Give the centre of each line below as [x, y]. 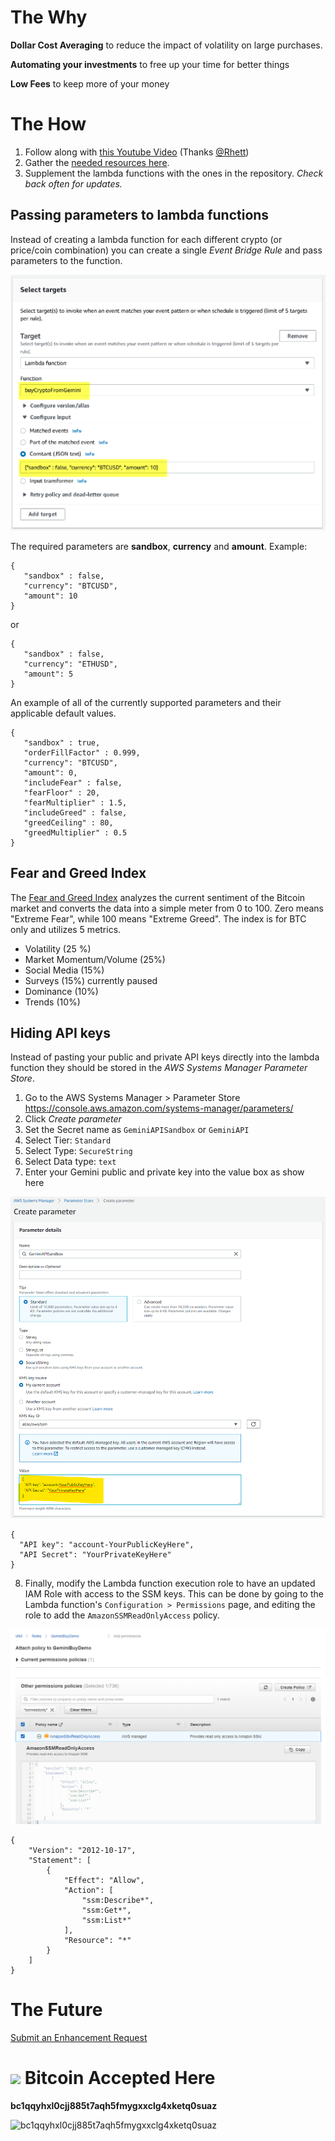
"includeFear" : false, [73, 782]
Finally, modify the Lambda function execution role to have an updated [170, 1583]
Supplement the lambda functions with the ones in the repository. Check [174, 173]
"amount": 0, [50, 772]
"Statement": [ [60, 1860]
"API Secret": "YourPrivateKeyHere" [95, 1555]
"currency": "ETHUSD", [70, 664]
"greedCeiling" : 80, [68, 822]
